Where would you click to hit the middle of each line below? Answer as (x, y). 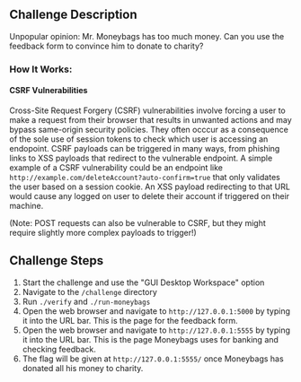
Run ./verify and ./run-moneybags (86, 301)
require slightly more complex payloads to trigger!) (103, 232)
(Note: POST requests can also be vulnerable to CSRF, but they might (138, 222)
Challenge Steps (57, 260)
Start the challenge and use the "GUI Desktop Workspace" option (143, 282)
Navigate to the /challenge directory (89, 291)
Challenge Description (73, 15)
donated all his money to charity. (83, 368)
